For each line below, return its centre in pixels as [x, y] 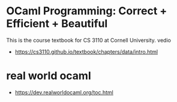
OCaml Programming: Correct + [87, 11]
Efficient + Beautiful [57, 24]
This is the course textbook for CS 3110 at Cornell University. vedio [88, 40]
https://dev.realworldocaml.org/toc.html [64, 92]
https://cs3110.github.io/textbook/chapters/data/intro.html [86, 51]
